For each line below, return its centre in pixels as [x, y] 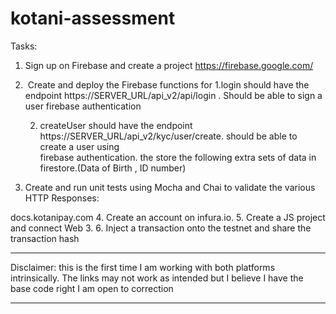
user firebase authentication [83, 106]
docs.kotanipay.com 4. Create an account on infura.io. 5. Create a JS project [168, 217]
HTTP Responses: [62, 198]
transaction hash [45, 238]
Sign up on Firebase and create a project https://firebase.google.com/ [169, 65]
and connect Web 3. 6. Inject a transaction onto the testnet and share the [161, 228]
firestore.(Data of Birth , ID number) [113, 168]
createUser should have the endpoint [116, 125]
